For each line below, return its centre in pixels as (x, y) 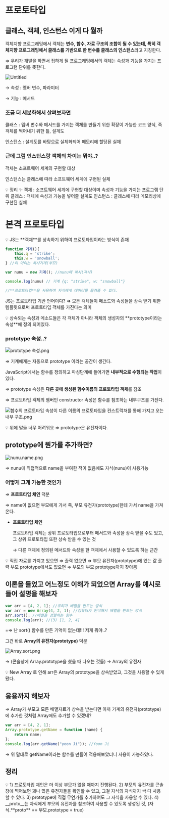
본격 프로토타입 (35, 224)
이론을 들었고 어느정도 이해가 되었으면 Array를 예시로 (83, 584)
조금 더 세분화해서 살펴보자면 (38, 113)
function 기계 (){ (22, 249)
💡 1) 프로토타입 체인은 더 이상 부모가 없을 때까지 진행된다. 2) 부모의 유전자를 (80, 785)
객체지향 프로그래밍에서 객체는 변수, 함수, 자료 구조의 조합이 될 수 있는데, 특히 (80, 44)
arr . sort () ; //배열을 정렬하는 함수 (39, 615)
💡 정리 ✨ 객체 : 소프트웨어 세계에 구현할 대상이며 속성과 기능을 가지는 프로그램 (82, 190)
